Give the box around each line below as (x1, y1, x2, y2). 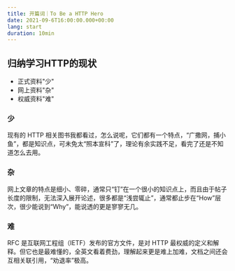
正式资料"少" (17, 78, 55, 86)
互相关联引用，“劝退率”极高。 (7, 256, 93, 264)
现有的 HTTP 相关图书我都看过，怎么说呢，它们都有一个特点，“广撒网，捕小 (7, 131, 226, 140)
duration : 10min (7, 29, 55, 37)
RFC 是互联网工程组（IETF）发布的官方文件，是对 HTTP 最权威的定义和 (7, 238, 213, 247)
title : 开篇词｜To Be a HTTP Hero (7, 10, 104, 17)
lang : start (7, 23, 42, 30)
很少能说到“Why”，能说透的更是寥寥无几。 (19, 202, 143, 210)
